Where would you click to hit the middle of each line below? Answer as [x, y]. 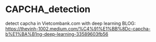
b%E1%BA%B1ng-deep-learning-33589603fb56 [57, 34]
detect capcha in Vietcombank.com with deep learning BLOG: [71, 23]
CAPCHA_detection [48, 9]
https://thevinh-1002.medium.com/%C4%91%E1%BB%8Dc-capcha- [78, 28]
